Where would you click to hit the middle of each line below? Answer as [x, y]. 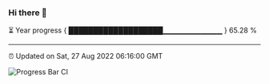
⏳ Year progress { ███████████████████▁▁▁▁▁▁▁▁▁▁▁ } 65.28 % [133, 30]
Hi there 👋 [28, 13]
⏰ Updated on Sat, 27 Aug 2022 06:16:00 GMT [86, 56]
